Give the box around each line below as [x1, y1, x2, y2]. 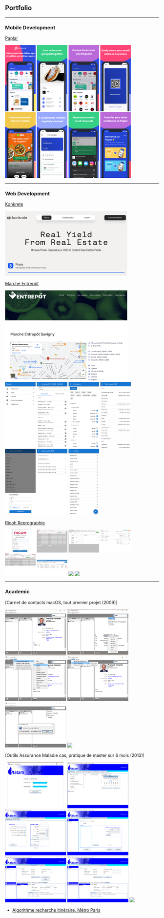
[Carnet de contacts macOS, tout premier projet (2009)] [5, 599, 118, 605]
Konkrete [5, 201, 23, 207]
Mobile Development [5, 24, 56, 31]
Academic [5, 588, 30, 595]
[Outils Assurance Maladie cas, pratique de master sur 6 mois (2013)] [5, 752, 145, 758]
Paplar [5, 35, 18, 41]
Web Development [5, 190, 50, 197]
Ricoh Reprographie [5, 520, 45, 525]
